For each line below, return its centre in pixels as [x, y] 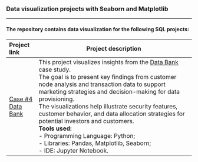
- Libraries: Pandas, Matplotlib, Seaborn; [95, 143]
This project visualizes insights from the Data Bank [108, 62]
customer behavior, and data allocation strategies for [112, 114]
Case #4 [21, 99]
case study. [55, 70]
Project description [114, 48]
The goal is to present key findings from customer [108, 77]
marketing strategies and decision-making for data [109, 91]
